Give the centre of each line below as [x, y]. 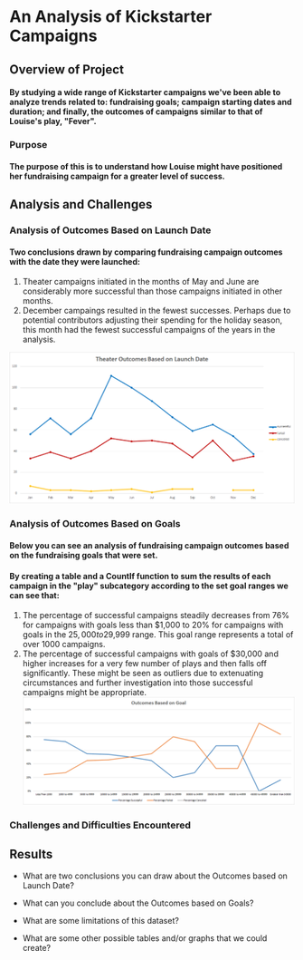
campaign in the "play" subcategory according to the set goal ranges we [149, 586]
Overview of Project [67, 69]
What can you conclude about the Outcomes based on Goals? [138, 903]
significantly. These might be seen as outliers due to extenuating [143, 674]
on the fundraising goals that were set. [84, 555]
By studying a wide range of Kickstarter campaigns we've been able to [145, 92]
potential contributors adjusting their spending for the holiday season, [152, 320]
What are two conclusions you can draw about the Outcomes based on [155, 876]
